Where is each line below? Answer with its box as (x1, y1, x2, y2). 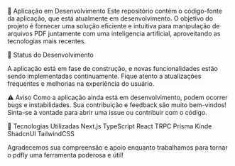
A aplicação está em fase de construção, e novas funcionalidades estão (7, 65, 218, 72)
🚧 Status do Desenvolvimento (7, 50, 94, 59)
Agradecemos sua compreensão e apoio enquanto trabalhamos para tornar (7, 143, 229, 152)
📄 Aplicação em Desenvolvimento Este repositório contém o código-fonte (7, 7, 222, 15)
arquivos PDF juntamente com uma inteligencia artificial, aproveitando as (7, 29, 221, 38)
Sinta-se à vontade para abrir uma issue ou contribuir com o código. (7, 109, 207, 116)
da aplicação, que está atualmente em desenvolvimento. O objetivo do (7, 14, 214, 23)
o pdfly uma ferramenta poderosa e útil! (7, 151, 124, 159)
